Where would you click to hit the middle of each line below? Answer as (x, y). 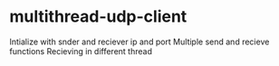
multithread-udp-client (98, 17)
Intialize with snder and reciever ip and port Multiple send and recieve (139, 42)
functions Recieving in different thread (81, 51)
